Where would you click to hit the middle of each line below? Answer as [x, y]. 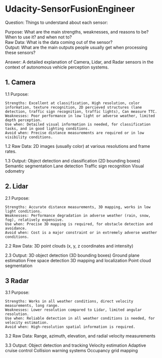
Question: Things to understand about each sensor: [57, 22]
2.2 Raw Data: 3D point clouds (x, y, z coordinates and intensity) [69, 246]
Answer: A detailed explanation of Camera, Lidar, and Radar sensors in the [79, 62]
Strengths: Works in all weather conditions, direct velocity [69, 302]
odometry [15, 171]
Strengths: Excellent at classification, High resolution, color [72, 103]
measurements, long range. [32, 306]
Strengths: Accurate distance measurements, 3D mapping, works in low [78, 207]
